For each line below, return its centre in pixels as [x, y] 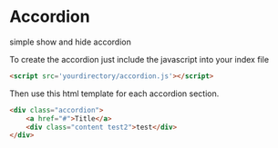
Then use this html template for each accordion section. [114, 94]
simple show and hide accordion [71, 42]
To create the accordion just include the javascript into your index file [139, 59]
